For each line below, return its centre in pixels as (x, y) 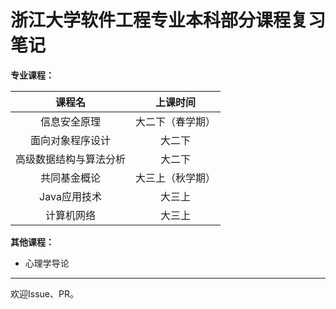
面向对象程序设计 (71, 140)
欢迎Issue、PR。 (44, 293)
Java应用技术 (70, 196)
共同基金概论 (71, 178)
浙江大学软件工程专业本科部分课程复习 (168, 20)
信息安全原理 (71, 121)
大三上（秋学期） (176, 178)
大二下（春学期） (176, 121)
